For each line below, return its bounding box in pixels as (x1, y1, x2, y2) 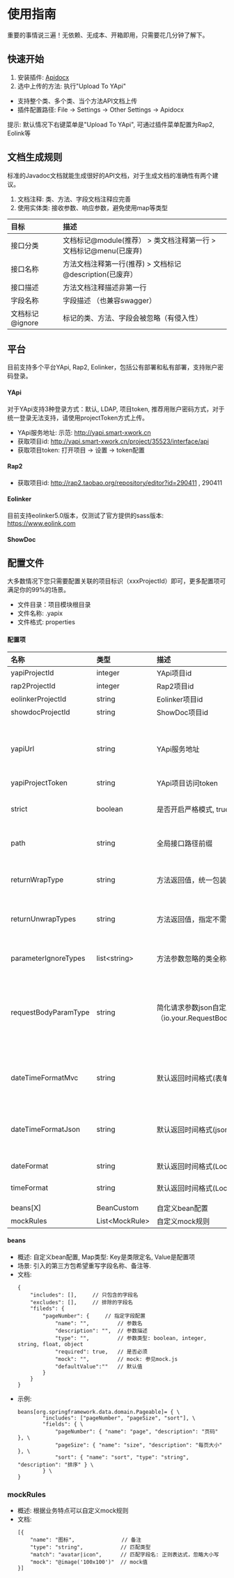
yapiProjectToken (10, 778, 68, 788)
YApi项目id (156, 668, 192, 678)
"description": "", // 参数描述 (54, 1327, 148, 1334)
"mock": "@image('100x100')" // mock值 (30, 1558, 148, 1566)
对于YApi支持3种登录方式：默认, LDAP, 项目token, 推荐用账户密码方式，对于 (7, 404, 225, 413)
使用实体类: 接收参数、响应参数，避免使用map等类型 (17, 203, 169, 212)
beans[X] (10, 1202, 42, 1212)
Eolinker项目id (156, 694, 203, 704)
